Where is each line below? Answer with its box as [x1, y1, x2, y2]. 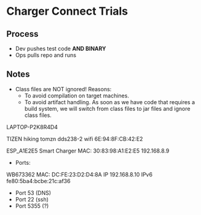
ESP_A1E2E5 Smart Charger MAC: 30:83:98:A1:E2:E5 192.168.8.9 [6, 147, 170, 154]
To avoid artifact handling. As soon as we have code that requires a [24, 98, 195, 105]
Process [6, 29, 39, 39]
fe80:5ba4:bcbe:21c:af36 [6, 177, 71, 184]
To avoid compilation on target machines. [24, 92, 129, 99]
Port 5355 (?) [15, 202, 49, 209]
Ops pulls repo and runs [15, 51, 77, 59]
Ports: [15, 159, 31, 166]
